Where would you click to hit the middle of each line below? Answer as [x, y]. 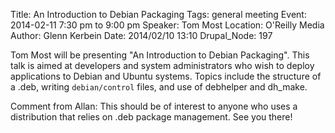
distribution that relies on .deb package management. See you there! [151, 117]
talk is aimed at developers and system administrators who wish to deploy [162, 65]
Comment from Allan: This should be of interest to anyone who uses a [154, 106]
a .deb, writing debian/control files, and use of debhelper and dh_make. [159, 87]
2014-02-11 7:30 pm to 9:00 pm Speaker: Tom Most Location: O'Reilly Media [167, 25]
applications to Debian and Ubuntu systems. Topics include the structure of [166, 76]
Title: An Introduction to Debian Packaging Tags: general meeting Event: [158, 14]
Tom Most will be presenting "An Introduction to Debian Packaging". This [160, 55]
